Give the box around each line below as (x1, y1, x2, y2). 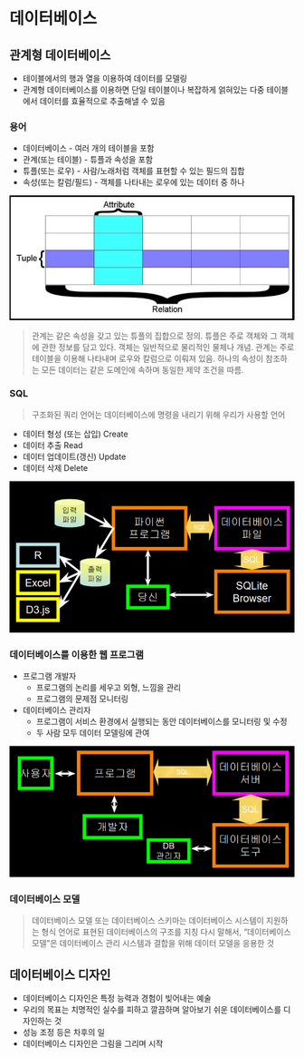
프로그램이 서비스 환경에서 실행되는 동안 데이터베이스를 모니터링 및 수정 (35, 716, 288, 727)
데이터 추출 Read (22, 439, 83, 450)
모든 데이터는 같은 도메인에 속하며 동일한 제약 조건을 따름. (41, 364, 244, 375)
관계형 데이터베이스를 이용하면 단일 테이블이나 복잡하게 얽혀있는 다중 (22, 84, 265, 95)
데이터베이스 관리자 (22, 705, 91, 716)
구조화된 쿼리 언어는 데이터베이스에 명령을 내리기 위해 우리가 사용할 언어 (31, 409, 286, 420)
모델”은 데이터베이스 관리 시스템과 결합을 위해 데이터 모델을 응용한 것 (31, 938, 274, 949)
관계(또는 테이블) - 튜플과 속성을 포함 (22, 154, 154, 165)
